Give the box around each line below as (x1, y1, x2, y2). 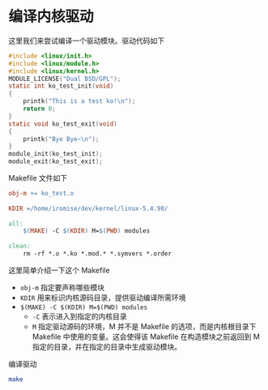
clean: (8, 242, 31, 251)
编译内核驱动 (8, 7, 95, 26)
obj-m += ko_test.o (8, 190, 74, 198)
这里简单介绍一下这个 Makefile (8, 265, 111, 275)
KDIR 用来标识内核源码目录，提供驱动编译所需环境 (19, 293, 186, 302)
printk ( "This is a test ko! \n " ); (23, 97, 136, 105)
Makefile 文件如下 (8, 174, 68, 183)
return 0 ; (23, 105, 57, 114)
